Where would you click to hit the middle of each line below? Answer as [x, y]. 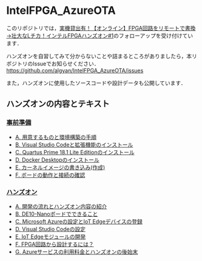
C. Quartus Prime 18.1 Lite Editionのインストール [75, 152]
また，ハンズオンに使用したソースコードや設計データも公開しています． [96, 83]
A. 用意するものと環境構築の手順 [56, 137]
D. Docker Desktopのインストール [57, 160]
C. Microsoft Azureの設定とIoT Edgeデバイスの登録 [79, 221]
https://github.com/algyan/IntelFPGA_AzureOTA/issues [75, 70]
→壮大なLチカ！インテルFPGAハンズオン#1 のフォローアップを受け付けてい [100, 35]
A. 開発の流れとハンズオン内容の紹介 [61, 206]
